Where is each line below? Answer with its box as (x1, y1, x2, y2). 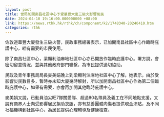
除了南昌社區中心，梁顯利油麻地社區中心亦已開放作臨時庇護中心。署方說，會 (5, 56, 159, 61)
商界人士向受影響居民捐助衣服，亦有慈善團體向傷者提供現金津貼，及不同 (13, 101, 159, 107)
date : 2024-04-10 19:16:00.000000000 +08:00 (5, 16, 97, 21)
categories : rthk (5, 25, 41, 30)
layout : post (5, 7, 32, 12)
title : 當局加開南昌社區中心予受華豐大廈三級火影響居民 (5, 12, 104, 17)
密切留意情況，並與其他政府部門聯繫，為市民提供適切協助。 (5, 62, 125, 68)
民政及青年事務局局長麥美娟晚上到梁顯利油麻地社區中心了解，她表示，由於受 (5, 72, 159, 78)
